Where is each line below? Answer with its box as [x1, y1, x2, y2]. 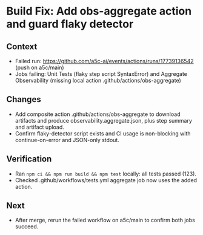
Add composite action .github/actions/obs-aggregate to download [15, 111, 181, 118]
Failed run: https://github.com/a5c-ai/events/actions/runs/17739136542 [15, 58, 194, 64]
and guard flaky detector [6, 17, 134, 31]
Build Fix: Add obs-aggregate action [6, 4, 192, 18]
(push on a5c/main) [15, 64, 65, 71]
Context [6, 41, 38, 52]
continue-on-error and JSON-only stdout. [15, 136, 119, 143]
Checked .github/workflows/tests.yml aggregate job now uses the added [15, 176, 198, 183]
